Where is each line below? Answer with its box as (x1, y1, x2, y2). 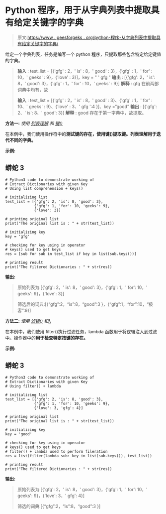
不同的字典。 (9, 137, 36, 143)
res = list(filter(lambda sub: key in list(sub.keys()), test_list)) (5, 453, 153, 458)
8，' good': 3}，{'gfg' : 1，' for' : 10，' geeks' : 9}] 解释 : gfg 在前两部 (17, 80, 159, 86)
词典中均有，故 (17, 87, 48, 93)
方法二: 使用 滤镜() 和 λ (5, 318, 51, 324)
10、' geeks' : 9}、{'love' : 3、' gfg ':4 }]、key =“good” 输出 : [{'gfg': (17, 103, 158, 110)
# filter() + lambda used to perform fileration (5, 449, 108, 454)
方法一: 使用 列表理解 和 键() (5, 120, 63, 126)
